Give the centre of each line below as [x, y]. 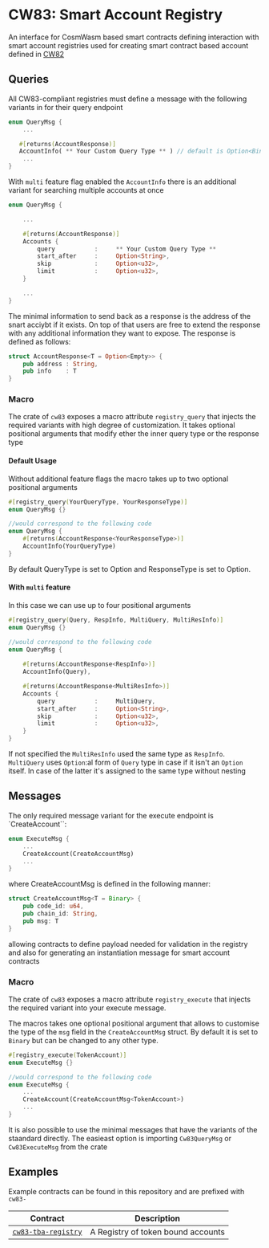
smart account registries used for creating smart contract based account [128, 45]
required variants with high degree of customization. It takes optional [122, 425]
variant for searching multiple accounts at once [86, 190]
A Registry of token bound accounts [158, 1232]
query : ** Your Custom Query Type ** [127, 249]
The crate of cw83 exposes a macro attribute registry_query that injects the [132, 417]
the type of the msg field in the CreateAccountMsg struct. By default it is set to [133, 1032]
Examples [33, 1172]
